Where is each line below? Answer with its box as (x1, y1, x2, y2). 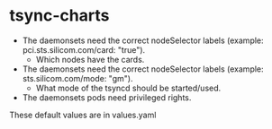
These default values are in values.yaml (9, 109, 157, 120)
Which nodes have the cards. (35, 54, 145, 64)
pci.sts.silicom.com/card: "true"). (22, 44, 146, 55)
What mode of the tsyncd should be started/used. (35, 82, 222, 93)
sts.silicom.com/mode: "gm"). (22, 73, 133, 83)
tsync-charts (9, 5, 110, 26)
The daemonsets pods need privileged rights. (22, 91, 192, 103)
